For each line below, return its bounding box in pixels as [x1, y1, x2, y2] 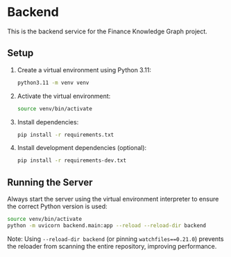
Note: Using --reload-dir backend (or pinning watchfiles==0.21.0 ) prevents [7, 234, 224, 243]
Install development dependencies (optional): [17, 144, 147, 152]
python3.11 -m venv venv [17, 79, 89, 86]
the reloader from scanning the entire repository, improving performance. [7, 242, 217, 250]
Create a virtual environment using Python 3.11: [17, 65, 151, 74]
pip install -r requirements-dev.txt [17, 157, 127, 164]
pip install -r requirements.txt [17, 131, 114, 138]
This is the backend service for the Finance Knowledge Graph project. [7, 27, 208, 35]
